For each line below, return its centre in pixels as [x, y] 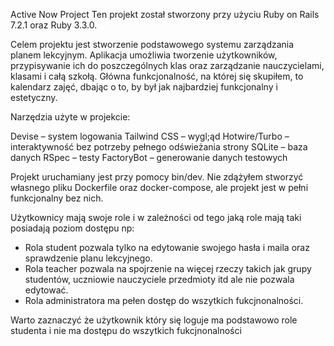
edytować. [46, 290]
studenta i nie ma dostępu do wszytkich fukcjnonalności [126, 330]
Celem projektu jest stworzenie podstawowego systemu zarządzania [152, 44]
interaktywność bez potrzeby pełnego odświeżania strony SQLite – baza [159, 147]
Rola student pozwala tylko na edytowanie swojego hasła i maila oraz [167, 247]
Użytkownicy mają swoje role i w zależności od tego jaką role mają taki [156, 217]
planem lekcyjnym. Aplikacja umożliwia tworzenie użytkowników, [144, 55]
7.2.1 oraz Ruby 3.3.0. [54, 25]
